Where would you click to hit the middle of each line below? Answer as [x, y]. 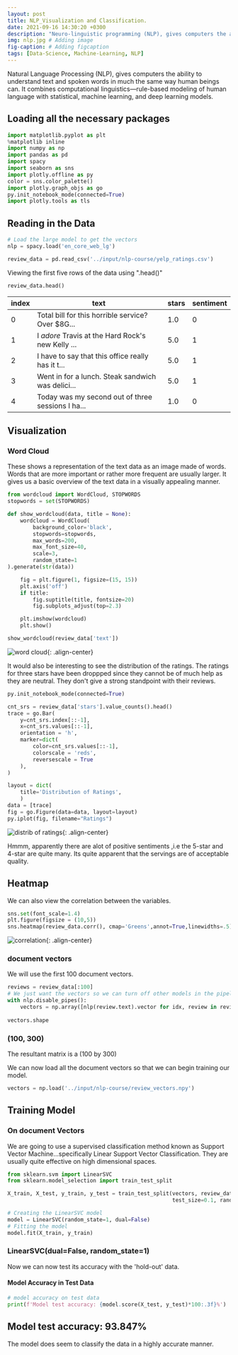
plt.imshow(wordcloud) [53, 619]
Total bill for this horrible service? [92, 315]
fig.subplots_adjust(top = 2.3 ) [77, 606]
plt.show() [36, 626]
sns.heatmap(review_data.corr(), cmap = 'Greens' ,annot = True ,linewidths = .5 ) [120, 927]
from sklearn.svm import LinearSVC [60, 1174]
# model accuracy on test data [53, 1298]
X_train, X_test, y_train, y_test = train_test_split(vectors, [103, 1194]
